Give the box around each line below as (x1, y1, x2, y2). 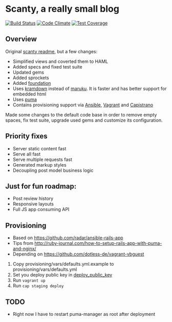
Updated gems (12, 69, 45, 75)
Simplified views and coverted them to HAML (12, 58, 109, 64)
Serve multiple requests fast (12, 156, 73, 163)
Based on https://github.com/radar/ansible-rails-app (12, 235, 124, 241)
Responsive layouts (12, 201, 54, 207)
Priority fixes (5, 132, 48, 141)
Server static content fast (12, 145, 67, 151)
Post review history (12, 195, 54, 202)
